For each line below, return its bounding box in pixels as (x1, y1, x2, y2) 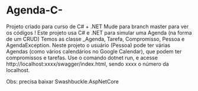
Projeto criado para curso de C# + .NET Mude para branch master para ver (6, 23, 189, 30)
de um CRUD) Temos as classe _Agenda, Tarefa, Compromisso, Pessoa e (6, 35, 185, 42)
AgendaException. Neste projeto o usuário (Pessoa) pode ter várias (6, 42, 170, 49)
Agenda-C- (6, 4, 63, 17)
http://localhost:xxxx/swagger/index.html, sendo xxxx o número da (6, 60, 170, 68)
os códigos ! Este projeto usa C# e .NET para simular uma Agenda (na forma (6, 29, 192, 36)
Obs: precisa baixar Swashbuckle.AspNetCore (6, 77, 119, 85)
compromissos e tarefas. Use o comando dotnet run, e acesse (6, 54, 158, 61)
